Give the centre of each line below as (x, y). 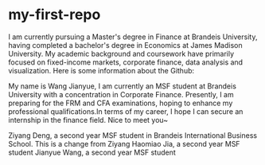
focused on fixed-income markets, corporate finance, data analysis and (126, 62)
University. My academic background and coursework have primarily (121, 53)
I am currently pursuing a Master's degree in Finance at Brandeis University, (133, 37)
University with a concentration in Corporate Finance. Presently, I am (121, 94)
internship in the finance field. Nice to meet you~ (88, 120)
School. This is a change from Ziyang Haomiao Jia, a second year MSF (124, 143)
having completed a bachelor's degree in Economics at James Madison (125, 45)
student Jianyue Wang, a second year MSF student (92, 152)
